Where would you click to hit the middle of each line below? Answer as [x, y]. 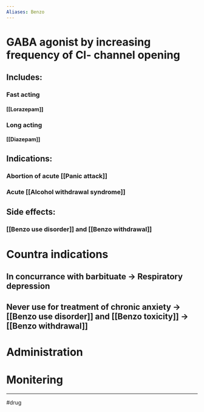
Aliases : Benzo [25, 12]
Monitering [35, 380]
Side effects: [31, 211]
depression [28, 286]
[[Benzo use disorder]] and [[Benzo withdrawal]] [79, 229]
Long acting [24, 125]
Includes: [24, 78]
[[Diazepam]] [23, 139]
